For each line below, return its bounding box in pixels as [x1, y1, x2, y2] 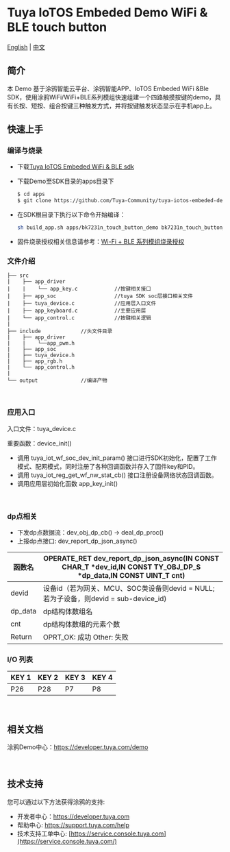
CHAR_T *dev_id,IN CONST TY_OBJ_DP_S [61, 562, 201, 572]
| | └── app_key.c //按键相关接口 [7, 286, 152, 293]
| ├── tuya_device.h [7, 352, 75, 359]
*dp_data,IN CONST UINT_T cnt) [77, 570, 186, 580]
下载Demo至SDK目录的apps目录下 [16, 177, 114, 186]
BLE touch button [7, 19, 107, 35]
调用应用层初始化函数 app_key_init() [16, 479, 118, 487]
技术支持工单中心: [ [16, 829, 71, 838]
